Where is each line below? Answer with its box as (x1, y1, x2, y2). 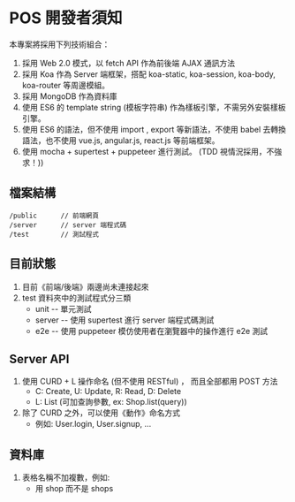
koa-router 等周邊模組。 (21, 80, 110, 90)
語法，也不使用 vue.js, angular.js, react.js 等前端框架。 (21, 134, 220, 146)
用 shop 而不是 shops (34, 483, 114, 494)
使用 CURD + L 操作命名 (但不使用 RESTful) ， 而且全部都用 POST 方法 (21, 376, 278, 387)
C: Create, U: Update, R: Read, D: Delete (34, 386, 182, 397)
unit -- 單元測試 (34, 303, 92, 314)
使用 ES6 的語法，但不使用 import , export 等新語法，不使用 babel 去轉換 (21, 124, 287, 134)
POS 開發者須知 (9, 8, 123, 28)
